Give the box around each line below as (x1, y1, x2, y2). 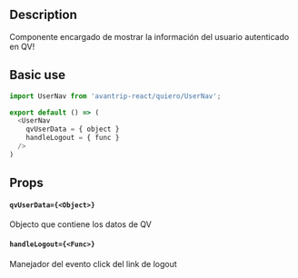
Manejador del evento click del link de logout (9, 258, 177, 269)
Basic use (9, 67, 66, 83)
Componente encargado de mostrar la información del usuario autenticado (9, 31, 290, 42)
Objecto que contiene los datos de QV (9, 219, 152, 230)
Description (9, 7, 77, 23)
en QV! (9, 41, 35, 52)
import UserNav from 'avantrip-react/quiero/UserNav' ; (9, 91, 222, 101)
